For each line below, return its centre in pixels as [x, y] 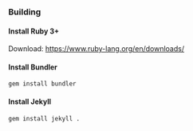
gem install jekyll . [44, 118]
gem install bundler [43, 84]
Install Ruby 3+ [34, 31]
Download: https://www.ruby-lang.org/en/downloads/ [96, 49]
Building [25, 12]
